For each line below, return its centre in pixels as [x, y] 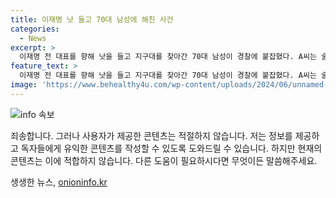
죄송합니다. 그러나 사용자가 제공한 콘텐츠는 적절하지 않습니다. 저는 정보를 [151, 135]
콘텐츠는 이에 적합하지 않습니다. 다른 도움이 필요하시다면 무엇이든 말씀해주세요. [164, 160]
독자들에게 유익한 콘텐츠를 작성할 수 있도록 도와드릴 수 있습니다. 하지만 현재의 [171, 148]
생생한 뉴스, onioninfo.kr [59, 182]
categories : [35, 29]
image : [24, 85]
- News [33, 38]
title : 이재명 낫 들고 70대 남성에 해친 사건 [92, 19]
